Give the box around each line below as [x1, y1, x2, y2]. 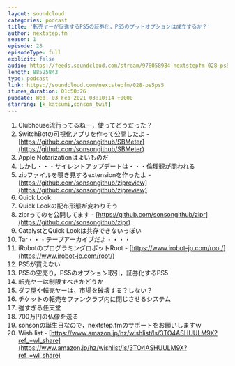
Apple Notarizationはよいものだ [17, 153, 109, 161]
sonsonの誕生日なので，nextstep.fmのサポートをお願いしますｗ [17, 321, 202, 329]
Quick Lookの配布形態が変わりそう [17, 201, 119, 210]
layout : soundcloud [8, 10, 65, 17]
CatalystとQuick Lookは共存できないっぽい [17, 226, 142, 234]
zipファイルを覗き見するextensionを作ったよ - [17, 170, 151, 178]
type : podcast [8, 75, 50, 82]
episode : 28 [8, 43, 43, 49]
